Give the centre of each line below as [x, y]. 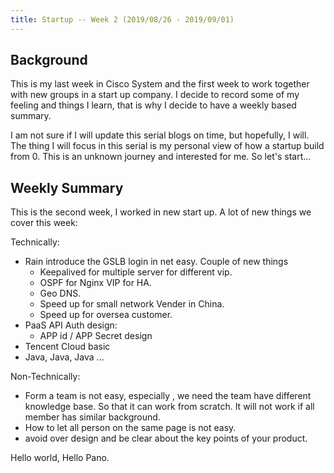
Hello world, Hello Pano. [60, 458]
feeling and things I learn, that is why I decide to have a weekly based [153, 105]
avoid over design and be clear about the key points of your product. [166, 438]
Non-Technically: [45, 377]
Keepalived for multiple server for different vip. [136, 272]
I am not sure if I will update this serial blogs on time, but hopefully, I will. [160, 135]
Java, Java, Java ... [64, 357]
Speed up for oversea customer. [106, 315]
